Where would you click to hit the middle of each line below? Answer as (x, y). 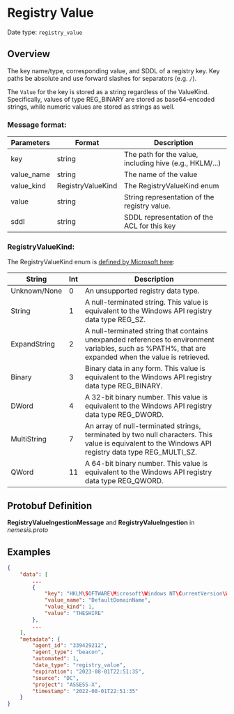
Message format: (37, 125)
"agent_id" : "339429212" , (70, 646)
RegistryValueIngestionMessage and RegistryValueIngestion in (101, 523)
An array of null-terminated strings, (143, 426)
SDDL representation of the (169, 218)
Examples (29, 552)
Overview (29, 54)
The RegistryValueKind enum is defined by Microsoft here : (91, 262)
